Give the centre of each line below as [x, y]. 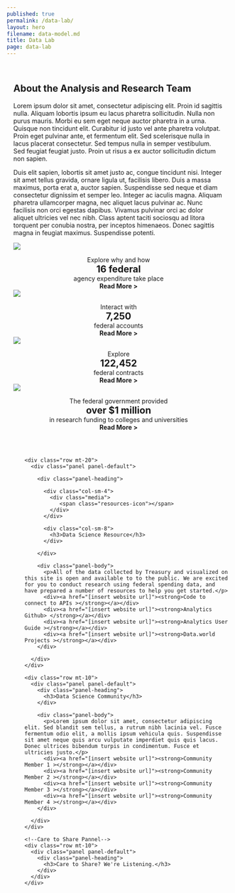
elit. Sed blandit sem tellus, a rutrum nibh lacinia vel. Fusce [123, 727]
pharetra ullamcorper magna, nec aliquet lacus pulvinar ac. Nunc [108, 202]
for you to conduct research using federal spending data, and [120, 584]
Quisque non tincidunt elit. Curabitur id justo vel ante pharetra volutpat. [117, 128]
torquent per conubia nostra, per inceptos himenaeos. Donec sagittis [114, 225]
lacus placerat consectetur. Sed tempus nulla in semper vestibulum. [112, 144]
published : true [31, 14]
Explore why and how [119, 259]
